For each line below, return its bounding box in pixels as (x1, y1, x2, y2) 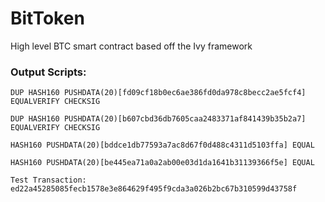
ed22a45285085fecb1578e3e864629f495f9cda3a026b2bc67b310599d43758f (10, 184, 298, 194)
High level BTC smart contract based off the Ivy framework (10, 40, 253, 52)
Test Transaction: (10, 175, 87, 186)
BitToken (10, 7, 85, 30)
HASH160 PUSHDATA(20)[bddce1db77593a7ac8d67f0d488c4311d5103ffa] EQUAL (10, 140, 315, 151)
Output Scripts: (10, 65, 87, 79)
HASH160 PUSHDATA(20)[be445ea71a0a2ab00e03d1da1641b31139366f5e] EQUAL (10, 158, 315, 168)
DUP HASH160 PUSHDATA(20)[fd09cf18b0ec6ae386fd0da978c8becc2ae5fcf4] (10, 88, 307, 98)
